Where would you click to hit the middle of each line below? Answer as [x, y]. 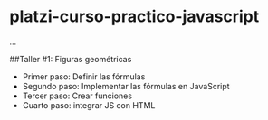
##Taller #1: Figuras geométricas [71, 59]
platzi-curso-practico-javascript [134, 17]
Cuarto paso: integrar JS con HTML [89, 105]
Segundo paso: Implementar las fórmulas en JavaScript [126, 86]
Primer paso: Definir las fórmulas [84, 76]
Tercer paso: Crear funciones [77, 96]
